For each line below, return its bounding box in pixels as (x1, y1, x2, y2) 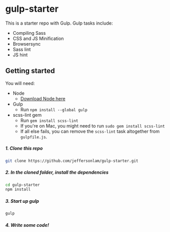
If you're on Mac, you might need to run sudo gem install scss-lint (20, 122, 165, 129)
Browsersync (12, 40, 41, 47)
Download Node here (20, 95, 66, 101)
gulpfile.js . (20, 134, 48, 140)
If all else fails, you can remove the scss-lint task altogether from (20, 128, 160, 134)
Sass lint (12, 46, 31, 52)
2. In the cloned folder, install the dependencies (5, 170, 109, 176)
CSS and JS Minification (12, 35, 64, 41)
